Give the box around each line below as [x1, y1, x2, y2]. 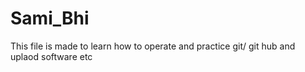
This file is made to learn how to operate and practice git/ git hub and [10, 40, 296, 52]
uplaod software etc [10, 50, 93, 62]
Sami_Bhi [10, 7, 90, 30]
